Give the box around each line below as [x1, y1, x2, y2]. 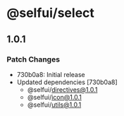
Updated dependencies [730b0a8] [16, 78, 118, 86]
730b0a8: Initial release [16, 70, 85, 79]
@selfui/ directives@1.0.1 [27, 85, 98, 93]
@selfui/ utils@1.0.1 [27, 100, 82, 109]
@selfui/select [6, 5, 94, 21]
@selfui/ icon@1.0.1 [27, 93, 82, 101]
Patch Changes [6, 54, 61, 64]
